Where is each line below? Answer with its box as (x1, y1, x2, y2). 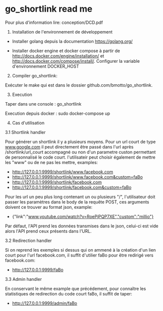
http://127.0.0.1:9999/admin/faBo (12, 300, 77, 306)
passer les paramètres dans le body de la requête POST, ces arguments (5, 199, 149, 205)
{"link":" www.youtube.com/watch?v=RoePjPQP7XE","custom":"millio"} (12, 213, 154, 220)
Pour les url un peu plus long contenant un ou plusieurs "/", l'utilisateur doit (5, 194, 156, 200)
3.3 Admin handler (5, 276, 42, 282)
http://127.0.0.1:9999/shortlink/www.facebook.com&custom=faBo (12, 174, 143, 180)
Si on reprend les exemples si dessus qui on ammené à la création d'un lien (5, 247, 156, 253)
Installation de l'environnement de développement (12, 29, 113, 35)
